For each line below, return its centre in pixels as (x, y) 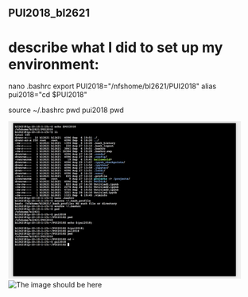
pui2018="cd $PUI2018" (48, 95)
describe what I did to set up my (116, 47)
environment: (54, 64)
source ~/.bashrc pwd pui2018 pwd (66, 110)
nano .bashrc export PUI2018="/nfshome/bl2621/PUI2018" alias (112, 86)
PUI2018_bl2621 (49, 13)
